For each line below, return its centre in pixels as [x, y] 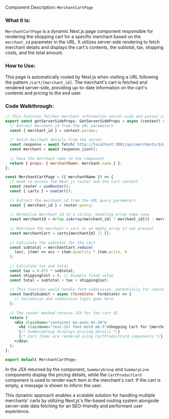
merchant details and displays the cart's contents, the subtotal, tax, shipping [84, 47]
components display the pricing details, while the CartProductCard [73, 375]
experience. [18, 411]
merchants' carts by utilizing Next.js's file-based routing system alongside [82, 400]
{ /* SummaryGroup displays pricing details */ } [69, 332]
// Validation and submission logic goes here [64, 299]
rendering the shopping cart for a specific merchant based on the [73, 37]
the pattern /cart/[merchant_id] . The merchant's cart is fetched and [76, 82]
